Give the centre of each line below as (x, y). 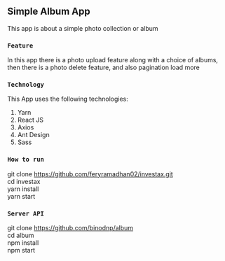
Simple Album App (49, 12)
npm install (23, 243)
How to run (26, 160)
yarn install (23, 189)
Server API (26, 213)
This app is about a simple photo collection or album (83, 28)
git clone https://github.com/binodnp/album (70, 228)
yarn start (21, 196)
